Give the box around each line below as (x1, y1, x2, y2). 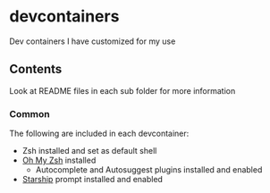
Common (9, 107, 51, 120)
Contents (9, 62, 63, 77)
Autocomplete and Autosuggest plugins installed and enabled (35, 164, 263, 175)
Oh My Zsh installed (21, 155, 97, 166)
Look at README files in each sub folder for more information (9, 85, 236, 96)
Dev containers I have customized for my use (9, 36, 176, 46)
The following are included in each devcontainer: (9, 128, 190, 139)
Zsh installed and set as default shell (21, 146, 157, 156)
